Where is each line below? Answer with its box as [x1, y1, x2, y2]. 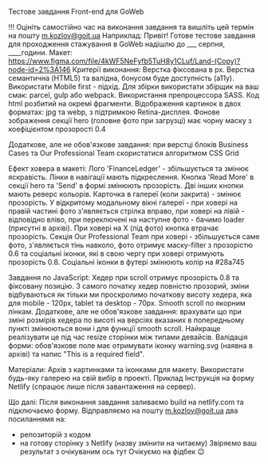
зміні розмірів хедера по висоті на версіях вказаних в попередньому [8, 315, 245, 325]
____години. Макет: [8, 48, 73, 57]
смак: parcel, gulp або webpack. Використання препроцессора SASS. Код [8, 90, 260, 99]
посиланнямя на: [8, 414, 66, 423]
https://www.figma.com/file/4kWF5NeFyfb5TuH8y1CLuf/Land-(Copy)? [8, 56, 241, 66]
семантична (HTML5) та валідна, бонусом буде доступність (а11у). [8, 74, 235, 82]
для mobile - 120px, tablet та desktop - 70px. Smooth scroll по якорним [8, 298, 246, 307]
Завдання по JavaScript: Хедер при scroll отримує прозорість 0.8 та [8, 273, 239, 282]
